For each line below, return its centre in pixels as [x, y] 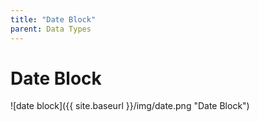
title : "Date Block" [53, 19]
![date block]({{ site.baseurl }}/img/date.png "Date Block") [130, 106]
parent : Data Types [51, 29]
